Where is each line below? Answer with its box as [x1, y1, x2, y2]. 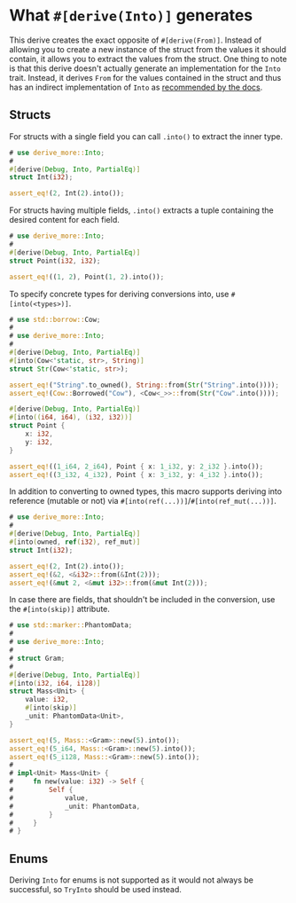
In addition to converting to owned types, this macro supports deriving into [9, 486, 282, 497]
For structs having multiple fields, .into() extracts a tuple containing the [9, 205, 274, 216]
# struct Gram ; [9, 654, 66, 663]
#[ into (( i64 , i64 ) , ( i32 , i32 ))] [9, 413, 133, 422]
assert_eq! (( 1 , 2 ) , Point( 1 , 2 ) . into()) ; [9, 272, 165, 281]
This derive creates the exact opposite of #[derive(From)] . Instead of [9, 35, 262, 45]
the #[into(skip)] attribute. [9, 604, 111, 615]
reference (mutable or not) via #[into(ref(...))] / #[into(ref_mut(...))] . [9, 496, 277, 506]
